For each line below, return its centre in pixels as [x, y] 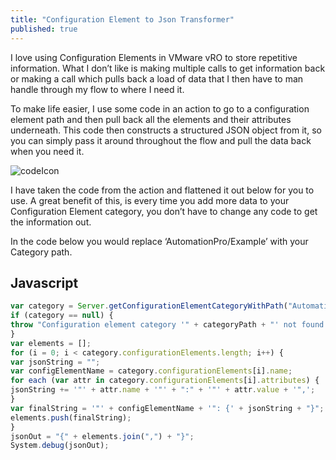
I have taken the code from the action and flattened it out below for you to [162, 190]
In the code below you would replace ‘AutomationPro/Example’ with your [159, 241]
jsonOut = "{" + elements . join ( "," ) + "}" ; [102, 436]
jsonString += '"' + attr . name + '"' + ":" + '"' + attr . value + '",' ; [163, 390]
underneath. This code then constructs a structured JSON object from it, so [166, 130]
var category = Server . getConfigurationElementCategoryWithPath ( [149, 306]
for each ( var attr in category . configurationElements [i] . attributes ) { [165, 381]
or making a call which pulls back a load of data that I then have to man [157, 78]
